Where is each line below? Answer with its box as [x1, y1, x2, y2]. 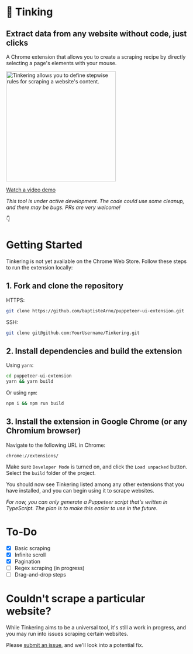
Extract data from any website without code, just [6, 29, 187, 39]
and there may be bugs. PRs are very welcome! [6, 204, 121, 211]
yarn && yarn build [6, 379, 54, 385]
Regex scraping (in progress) [14, 564, 85, 571]
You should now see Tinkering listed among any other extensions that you [6, 481, 184, 488]
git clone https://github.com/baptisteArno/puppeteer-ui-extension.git [6, 308, 184, 313]
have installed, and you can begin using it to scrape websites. [6, 487, 155, 494]
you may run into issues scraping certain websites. [6, 630, 129, 637]
